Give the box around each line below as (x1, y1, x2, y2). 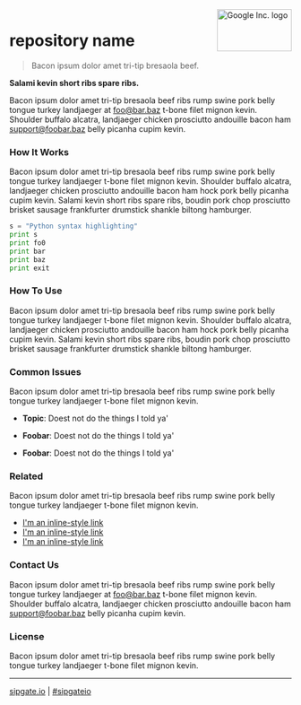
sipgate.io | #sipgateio (9, 685, 91, 696)
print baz (9, 255, 47, 264)
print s (9, 231, 39, 239)
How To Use (9, 284, 63, 297)
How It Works (9, 145, 70, 158)
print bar (9, 247, 47, 256)
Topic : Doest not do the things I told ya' (21, 413, 168, 424)
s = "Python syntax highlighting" (9, 222, 139, 231)
